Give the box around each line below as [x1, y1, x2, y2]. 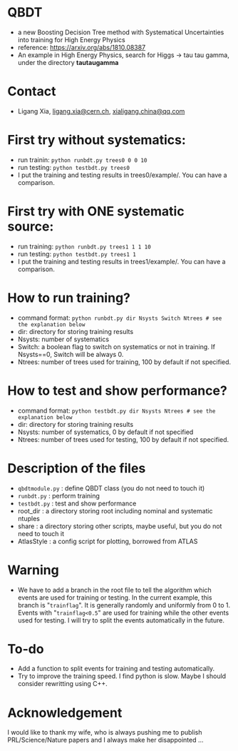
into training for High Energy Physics [17, 35, 126, 44]
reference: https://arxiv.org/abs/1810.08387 [17, 43, 146, 51]
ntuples [17, 514, 41, 523]
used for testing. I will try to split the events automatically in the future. [17, 615, 224, 625]
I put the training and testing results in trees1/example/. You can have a [17, 257, 226, 266]
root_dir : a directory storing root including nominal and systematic [17, 506, 213, 515]
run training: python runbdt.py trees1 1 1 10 [17, 242, 151, 251]
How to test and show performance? [7, 383, 228, 398]
